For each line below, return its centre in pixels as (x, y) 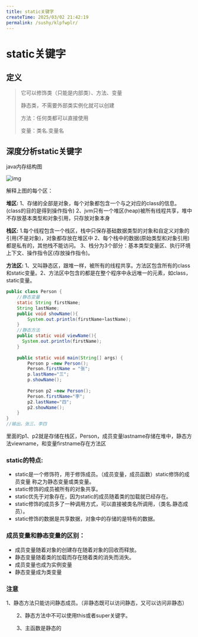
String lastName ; (38, 308)
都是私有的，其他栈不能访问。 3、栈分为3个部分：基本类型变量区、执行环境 (98, 246)
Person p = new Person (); (58, 363)
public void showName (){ (47, 314)
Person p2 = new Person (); (60, 391)
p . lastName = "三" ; (48, 374)
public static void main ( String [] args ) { (70, 358)
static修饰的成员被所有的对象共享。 (58, 489)
